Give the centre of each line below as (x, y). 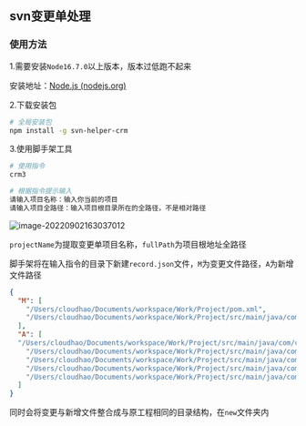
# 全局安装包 (31, 122)
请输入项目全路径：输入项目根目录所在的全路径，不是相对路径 (108, 208)
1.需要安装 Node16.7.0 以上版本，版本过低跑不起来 (101, 66)
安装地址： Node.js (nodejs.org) (68, 86)
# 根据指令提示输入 (41, 191)
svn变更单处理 (50, 16)
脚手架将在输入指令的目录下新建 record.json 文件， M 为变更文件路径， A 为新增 (152, 263)
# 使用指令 (27, 167)
